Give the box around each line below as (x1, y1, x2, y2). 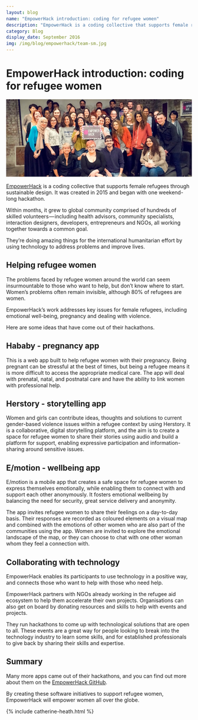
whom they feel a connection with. (6, 540, 90, 547)
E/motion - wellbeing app (6, 463, 100, 473)
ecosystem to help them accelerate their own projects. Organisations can (6, 597, 184, 604)
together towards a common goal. (6, 225, 88, 233)
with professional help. (6, 381, 62, 389)
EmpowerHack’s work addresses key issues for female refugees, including (6, 306, 187, 313)
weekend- (159, 189, 184, 196)
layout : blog (6, 9, 38, 15)
